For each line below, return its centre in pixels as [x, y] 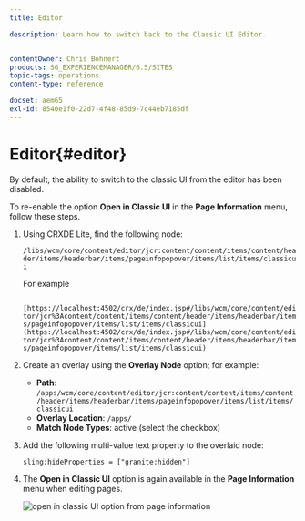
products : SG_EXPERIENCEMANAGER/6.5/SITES [91, 67]
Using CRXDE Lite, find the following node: [103, 234]
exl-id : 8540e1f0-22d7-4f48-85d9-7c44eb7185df [99, 109]
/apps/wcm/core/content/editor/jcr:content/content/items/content [165, 393]
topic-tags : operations [55, 76]
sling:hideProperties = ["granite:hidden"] [107, 462]
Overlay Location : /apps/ [84, 418]
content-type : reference [56, 84]
